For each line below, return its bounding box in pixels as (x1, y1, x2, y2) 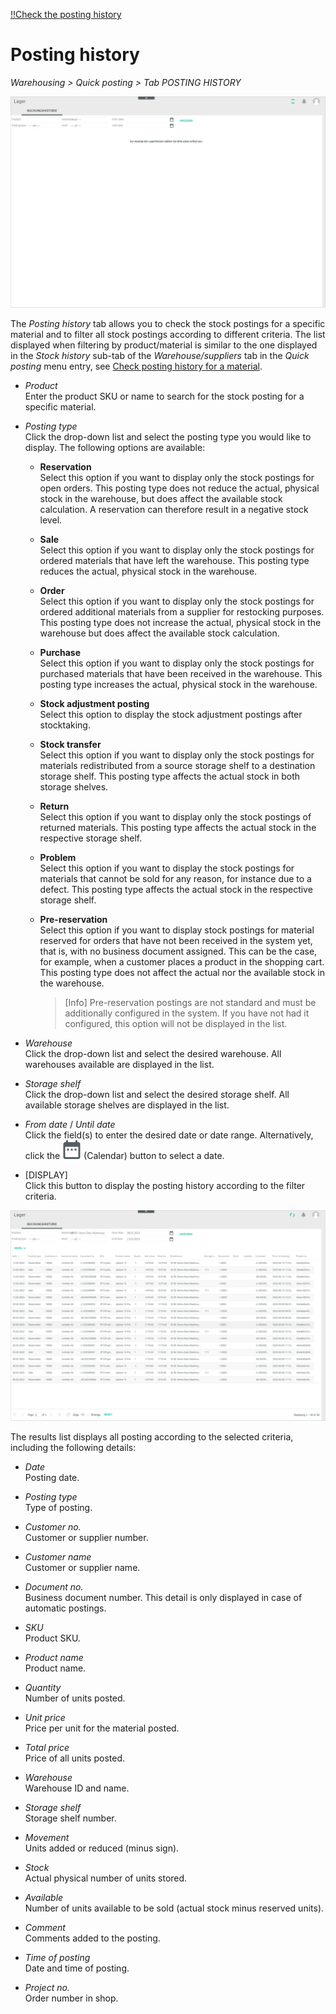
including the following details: (10, 1441, 137, 1453)
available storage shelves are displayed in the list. (24, 1099, 230, 1111)
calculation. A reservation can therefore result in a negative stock (39, 504, 309, 516)
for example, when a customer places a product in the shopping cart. (39, 956, 325, 968)
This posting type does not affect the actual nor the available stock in (39, 967, 325, 979)
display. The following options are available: (24, 442, 206, 454)
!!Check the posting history (10, 9, 122, 20)
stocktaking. (39, 719, 91, 731)
